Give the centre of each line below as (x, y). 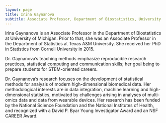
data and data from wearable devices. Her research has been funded (89, 100)
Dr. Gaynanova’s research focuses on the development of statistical (74, 79)
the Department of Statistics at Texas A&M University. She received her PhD (83, 44)
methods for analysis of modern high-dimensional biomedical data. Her (78, 84)
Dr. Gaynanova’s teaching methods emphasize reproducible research (76, 59)
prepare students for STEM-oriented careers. (51, 69)
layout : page (19, 10)
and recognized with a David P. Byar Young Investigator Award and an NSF (82, 111)
